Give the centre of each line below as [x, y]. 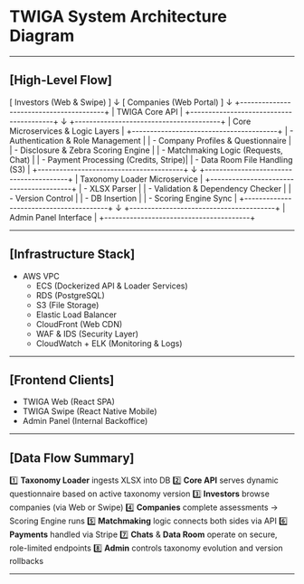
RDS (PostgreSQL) [71, 295]
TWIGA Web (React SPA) [69, 402]
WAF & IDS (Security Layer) [87, 334]
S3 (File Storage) [67, 305]
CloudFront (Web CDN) [79, 324]
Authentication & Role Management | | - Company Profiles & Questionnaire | [151, 140]
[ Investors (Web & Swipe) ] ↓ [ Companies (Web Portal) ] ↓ [121, 102]
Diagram [42, 36]
